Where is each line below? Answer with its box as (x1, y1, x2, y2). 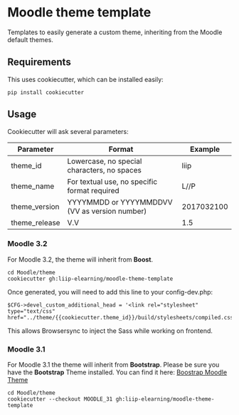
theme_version (11, 201, 60, 211)
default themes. (7, 35, 53, 43)
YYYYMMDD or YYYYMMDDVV (67, 197, 173, 207)
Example (189, 144, 221, 154)
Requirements (7, 56, 71, 68)
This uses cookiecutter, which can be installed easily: (7, 75, 164, 83)
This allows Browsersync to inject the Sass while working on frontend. (7, 326, 213, 335)
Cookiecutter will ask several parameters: (7, 127, 129, 135)
